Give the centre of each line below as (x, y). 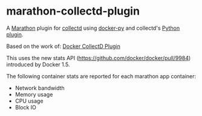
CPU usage (29, 101)
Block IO (25, 107)
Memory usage (34, 94)
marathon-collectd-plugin (73, 11)
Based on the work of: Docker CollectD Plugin (64, 46)
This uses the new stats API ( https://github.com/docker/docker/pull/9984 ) (99, 58)
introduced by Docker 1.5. (38, 64)
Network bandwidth (40, 88)
